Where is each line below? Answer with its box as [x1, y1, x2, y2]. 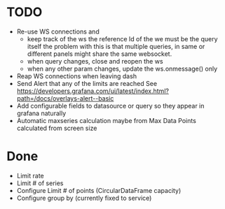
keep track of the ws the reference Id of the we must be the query [27, 34, 218, 43]
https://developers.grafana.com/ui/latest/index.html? [16, 87, 170, 95]
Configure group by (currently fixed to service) [16, 194, 152, 202]
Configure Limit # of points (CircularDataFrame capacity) [16, 186, 182, 194]
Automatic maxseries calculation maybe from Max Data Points [16, 116, 197, 124]
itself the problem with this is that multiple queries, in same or [27, 42, 205, 50]
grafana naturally [16, 109, 67, 117]
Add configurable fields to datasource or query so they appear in [16, 101, 205, 110]
